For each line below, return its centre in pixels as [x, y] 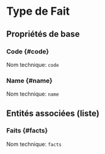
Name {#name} [30, 80]
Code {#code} [28, 52]
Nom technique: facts [34, 144]
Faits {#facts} [27, 131]
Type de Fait [38, 11]
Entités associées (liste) [53, 113]
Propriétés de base [43, 34]
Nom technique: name [33, 94]
